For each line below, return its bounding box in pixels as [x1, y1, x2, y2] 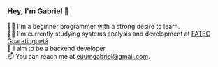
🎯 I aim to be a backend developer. [7, 45, 107, 53]
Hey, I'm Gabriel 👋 [7, 6, 69, 16]
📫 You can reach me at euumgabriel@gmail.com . [7, 52, 150, 61]
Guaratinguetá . [7, 37, 50, 45]
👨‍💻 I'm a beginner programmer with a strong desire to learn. [7, 22, 180, 31]
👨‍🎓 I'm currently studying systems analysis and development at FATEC [7, 29, 211, 38]
